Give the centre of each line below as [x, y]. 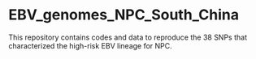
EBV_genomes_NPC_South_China [124, 15]
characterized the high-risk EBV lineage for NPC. [90, 45]
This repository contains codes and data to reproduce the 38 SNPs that [128, 37]
